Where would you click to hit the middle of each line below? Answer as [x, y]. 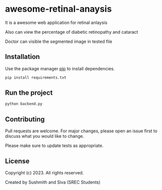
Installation [22, 57]
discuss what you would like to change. [45, 136]
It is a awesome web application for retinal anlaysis [56, 22]
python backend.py [24, 104]
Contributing [25, 119]
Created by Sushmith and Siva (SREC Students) [53, 182]
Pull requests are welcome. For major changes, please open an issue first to [81, 131]
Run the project [29, 93]
